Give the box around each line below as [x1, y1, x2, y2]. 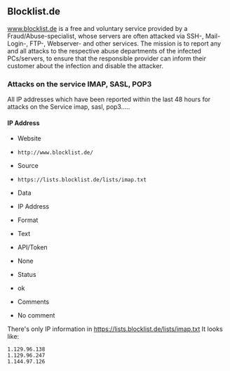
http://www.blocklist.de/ [17, 149, 93, 157]
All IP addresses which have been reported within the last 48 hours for [7, 95, 211, 104]
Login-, [7, 39, 29, 48]
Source [17, 162, 39, 170]
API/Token [17, 243, 48, 252]
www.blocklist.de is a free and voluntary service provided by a [7, 24, 188, 32]
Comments [17, 298, 50, 306]
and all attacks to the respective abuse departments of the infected [7, 46, 202, 55]
